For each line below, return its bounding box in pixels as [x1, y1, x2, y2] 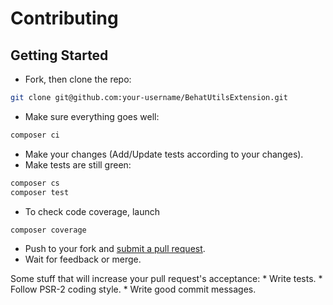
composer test [10, 187, 70, 197]
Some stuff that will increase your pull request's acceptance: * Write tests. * [10, 273, 323, 285]
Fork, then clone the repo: [24, 73, 132, 85]
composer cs [10, 178, 60, 188]
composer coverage [10, 225, 87, 235]
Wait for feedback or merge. [24, 253, 142, 266]
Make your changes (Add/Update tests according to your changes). [24, 148, 304, 160]
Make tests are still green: [24, 158, 132, 171]
